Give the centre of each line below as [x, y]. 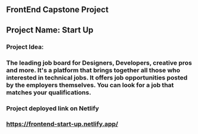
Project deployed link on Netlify [53, 108]
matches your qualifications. [49, 92]
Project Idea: [25, 47]
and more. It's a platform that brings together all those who [93, 70]
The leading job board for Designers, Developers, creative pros [99, 63]
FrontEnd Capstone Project [58, 10]
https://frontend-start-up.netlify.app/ [62, 124]
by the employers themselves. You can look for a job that [90, 85]
